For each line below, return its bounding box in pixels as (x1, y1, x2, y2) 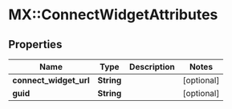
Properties (8, 38, 63, 51)
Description (129, 62, 175, 72)
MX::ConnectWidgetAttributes (8, 6, 218, 24)
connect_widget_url (12, 75, 90, 86)
